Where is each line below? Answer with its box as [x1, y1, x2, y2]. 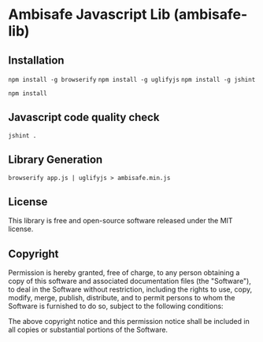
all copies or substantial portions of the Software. [8, 325, 168, 335]
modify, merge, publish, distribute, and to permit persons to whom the [8, 293, 235, 303]
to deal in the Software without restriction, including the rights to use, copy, [8, 285, 253, 294]
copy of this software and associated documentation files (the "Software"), [8, 277, 252, 286]
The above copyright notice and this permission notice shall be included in [8, 317, 250, 326]
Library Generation [8, 153, 103, 167]
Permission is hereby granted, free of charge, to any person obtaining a [8, 268, 240, 278]
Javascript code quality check [8, 111, 160, 124]
